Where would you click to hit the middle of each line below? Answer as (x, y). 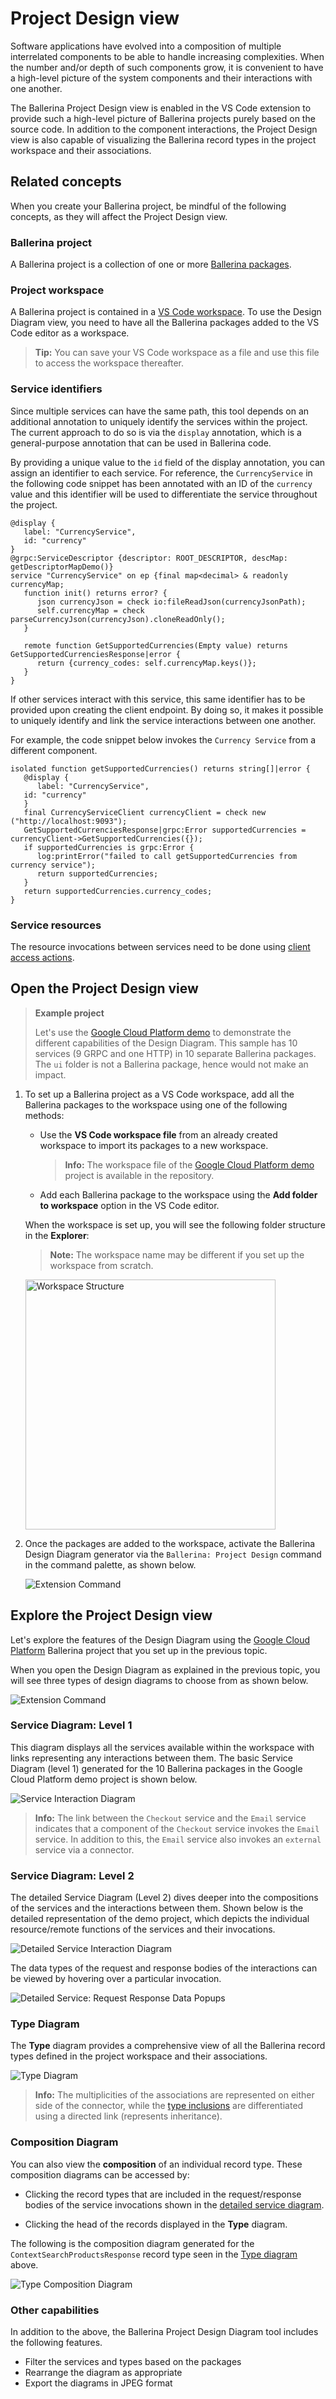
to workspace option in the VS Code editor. (129, 1205)
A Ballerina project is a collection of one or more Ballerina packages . (151, 264)
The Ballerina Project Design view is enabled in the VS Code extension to (161, 108)
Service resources (56, 925)
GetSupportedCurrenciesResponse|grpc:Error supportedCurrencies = (165, 830)
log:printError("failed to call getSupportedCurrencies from (167, 856)
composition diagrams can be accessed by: (100, 2174)
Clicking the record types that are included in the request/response (163, 2194)
